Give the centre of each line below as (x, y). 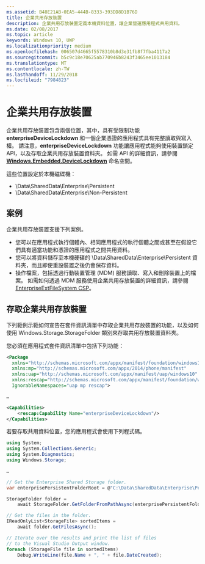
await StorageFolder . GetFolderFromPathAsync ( (76, 505)
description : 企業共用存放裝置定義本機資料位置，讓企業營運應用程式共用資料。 (95, 23)
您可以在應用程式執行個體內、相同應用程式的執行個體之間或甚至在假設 (103, 242)
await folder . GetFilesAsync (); (57, 527)
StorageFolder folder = (37, 499)
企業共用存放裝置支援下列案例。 (46, 229)
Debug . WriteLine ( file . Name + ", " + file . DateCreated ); (90, 555)
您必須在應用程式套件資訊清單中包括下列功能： (65, 345)
